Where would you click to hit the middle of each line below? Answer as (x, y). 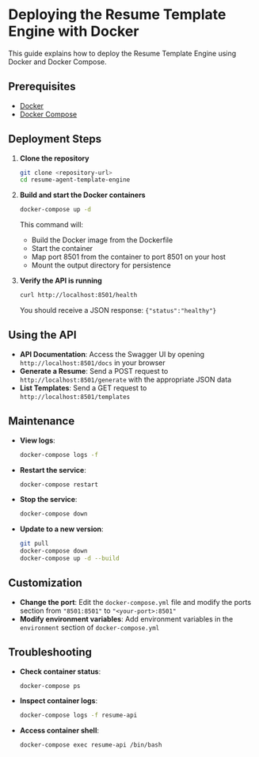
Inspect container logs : (58, 701)
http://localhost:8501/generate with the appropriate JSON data (126, 379)
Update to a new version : (62, 529)
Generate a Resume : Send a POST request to (94, 371)
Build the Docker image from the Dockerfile (102, 240)
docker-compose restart (59, 485)
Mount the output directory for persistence (101, 265)
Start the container (62, 249)
